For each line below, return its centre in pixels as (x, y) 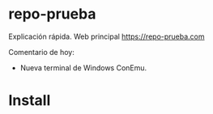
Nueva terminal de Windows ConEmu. (83, 68)
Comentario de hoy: (41, 52)
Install (30, 101)
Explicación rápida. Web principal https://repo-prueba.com (106, 36)
